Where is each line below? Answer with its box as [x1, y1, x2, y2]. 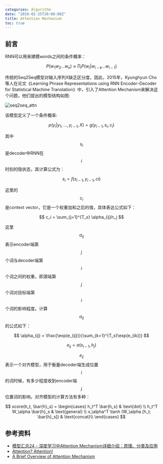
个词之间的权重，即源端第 [5, 273, 56, 279]
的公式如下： [5, 323, 31, 329]
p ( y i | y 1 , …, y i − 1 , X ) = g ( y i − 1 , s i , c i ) [48, 122, 115, 129]
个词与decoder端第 [5, 257, 44, 263]
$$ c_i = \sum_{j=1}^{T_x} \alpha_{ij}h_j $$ [39, 214, 124, 220]
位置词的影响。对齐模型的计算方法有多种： [5, 394, 90, 400]
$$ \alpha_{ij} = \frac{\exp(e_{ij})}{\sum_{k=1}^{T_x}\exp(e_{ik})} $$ [14, 333, 149, 338]
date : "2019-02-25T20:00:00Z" [5, 12, 66, 16]
